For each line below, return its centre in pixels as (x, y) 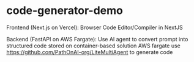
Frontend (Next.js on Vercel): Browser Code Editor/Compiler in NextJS (95, 27)
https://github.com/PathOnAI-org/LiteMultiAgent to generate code (90, 52)
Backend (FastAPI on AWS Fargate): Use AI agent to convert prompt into (97, 39)
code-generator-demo (65, 11)
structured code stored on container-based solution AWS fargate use (93, 46)
